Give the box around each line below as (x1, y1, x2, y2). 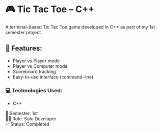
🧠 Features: (5, 44, 42, 53)
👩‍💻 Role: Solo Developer (5, 116, 57, 122)
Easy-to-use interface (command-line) (12, 74, 94, 80)
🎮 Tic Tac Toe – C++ (5, 4, 94, 15)
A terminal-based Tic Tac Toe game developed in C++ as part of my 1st (5, 23, 155, 30)
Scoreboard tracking (12, 68, 56, 74)
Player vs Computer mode (12, 63, 68, 69)
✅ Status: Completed (5, 121, 49, 127)
